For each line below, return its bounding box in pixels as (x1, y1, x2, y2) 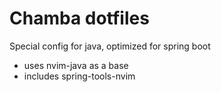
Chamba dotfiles (9, 7, 150, 30)
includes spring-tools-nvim (23, 70, 136, 82)
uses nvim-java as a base (23, 59, 129, 71)
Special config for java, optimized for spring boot (9, 40, 211, 52)
